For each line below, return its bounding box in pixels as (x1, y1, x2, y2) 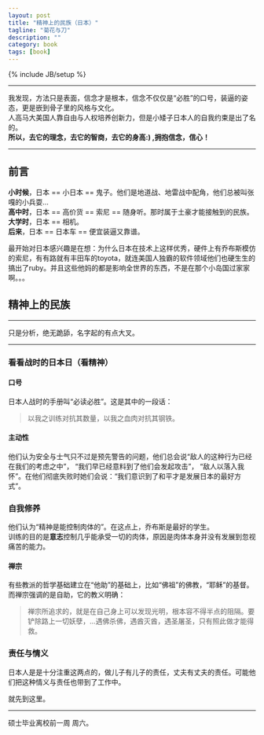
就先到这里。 (8, 693, 49, 704)
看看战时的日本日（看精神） (8, 357, 113, 368)
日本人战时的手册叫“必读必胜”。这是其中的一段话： (8, 396, 173, 406)
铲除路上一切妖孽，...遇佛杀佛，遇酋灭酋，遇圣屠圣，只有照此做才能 (27, 616, 247, 626)
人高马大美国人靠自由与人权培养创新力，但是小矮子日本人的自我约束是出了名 (8, 113, 256, 122)
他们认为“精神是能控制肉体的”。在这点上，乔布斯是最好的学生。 (8, 522, 214, 531)
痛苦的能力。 (8, 542, 49, 551)
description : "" (8, 33, 61, 42)
